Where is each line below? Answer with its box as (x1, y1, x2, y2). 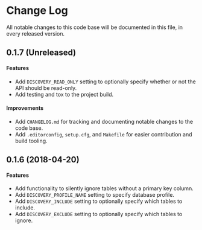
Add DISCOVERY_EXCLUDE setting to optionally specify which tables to (14, 211, 183, 218)
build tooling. (14, 137, 48, 144)
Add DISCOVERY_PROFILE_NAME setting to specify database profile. (14, 191, 175, 199)
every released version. (6, 30, 65, 37)
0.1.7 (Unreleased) (6, 48, 77, 58)
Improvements (6, 104, 44, 112)
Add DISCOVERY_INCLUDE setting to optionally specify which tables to (14, 197, 183, 205)
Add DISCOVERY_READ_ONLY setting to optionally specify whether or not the (14, 78, 196, 85)
